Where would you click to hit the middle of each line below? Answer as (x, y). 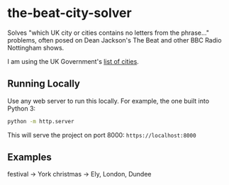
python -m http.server (41, 121)
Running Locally (44, 84)
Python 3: (22, 108)
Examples (29, 157)
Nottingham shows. (36, 47)
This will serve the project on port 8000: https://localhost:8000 (102, 135)
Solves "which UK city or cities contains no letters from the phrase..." (108, 33)
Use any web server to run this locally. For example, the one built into (108, 101)
